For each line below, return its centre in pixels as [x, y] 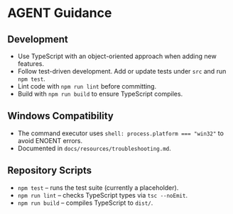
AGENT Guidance [60, 13]
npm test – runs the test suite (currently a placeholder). [98, 187]
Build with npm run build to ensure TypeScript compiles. [100, 94]
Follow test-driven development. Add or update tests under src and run [122, 71]
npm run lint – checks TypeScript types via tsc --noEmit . [103, 195]
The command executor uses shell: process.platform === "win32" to [120, 133]
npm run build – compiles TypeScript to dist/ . [85, 203]
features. [31, 64]
